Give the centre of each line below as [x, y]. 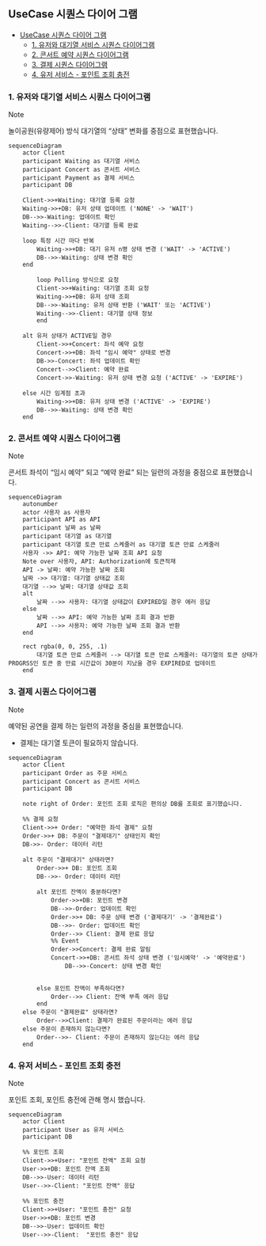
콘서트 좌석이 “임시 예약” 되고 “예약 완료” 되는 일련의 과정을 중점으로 [114, 473]
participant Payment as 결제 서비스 [79, 178]
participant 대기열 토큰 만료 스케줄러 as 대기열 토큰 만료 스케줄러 [121, 545]
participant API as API [62, 520]
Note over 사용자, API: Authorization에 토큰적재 [99, 562]
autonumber [40, 504]
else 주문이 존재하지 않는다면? [66, 1029]
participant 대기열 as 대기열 [67, 537]
